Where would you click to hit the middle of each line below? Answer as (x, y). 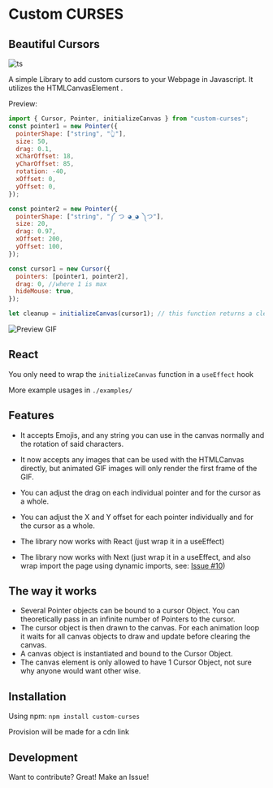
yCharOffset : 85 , (45, 164)
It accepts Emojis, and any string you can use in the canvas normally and (142, 435)
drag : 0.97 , (36, 232)
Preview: (23, 104)
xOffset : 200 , (39, 239)
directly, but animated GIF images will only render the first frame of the (139, 468)
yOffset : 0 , (36, 186)
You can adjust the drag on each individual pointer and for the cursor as (141, 492)
